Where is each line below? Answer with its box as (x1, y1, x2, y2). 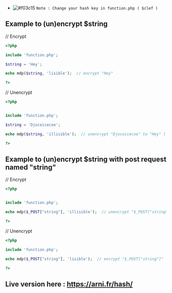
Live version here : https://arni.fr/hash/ (5, 280, 133, 288)
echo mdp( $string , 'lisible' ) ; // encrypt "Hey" (5, 71, 114, 76)
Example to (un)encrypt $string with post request (5, 155, 166, 163)
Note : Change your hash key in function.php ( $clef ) (36, 6, 158, 11)
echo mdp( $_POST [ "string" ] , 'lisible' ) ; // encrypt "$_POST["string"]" (5, 256, 164, 261)
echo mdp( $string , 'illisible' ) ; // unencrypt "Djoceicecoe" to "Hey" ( (5, 131, 166, 137)
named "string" (5, 163, 56, 172)
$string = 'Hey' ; (5, 61, 42, 67)
